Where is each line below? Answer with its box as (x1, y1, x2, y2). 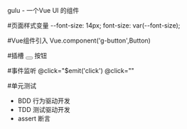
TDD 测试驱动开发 (17, 106, 70, 113)
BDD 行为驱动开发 (17, 96, 71, 105)
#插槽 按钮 (7, 52, 48, 60)
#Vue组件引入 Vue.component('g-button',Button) (7, 36, 151, 45)
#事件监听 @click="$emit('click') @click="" (7, 67, 135, 74)
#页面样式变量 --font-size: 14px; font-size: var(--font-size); (7, 21, 181, 30)
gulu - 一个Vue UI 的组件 (7, 6, 80, 14)
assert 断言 (17, 114, 51, 123)
